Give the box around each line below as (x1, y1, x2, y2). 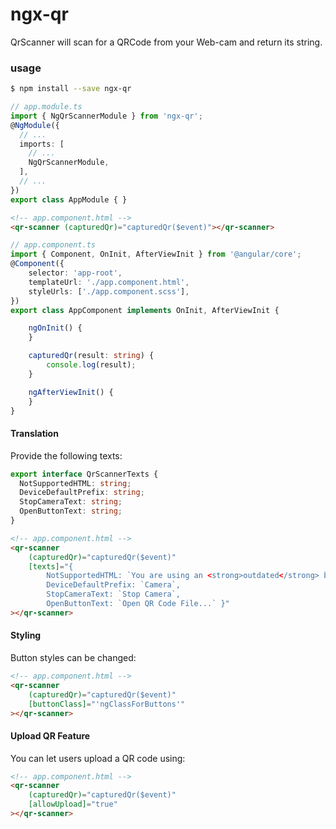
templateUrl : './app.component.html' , (28, 277, 190, 287)
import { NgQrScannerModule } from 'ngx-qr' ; (10, 111, 203, 121)
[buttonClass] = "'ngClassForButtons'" (28, 699, 186, 709)
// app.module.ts (10, 102, 83, 112)
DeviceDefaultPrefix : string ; (19, 488, 145, 498)
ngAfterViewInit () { (28, 387, 114, 397)
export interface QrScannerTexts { (10, 469, 159, 479)
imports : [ (19, 139, 65, 149)
